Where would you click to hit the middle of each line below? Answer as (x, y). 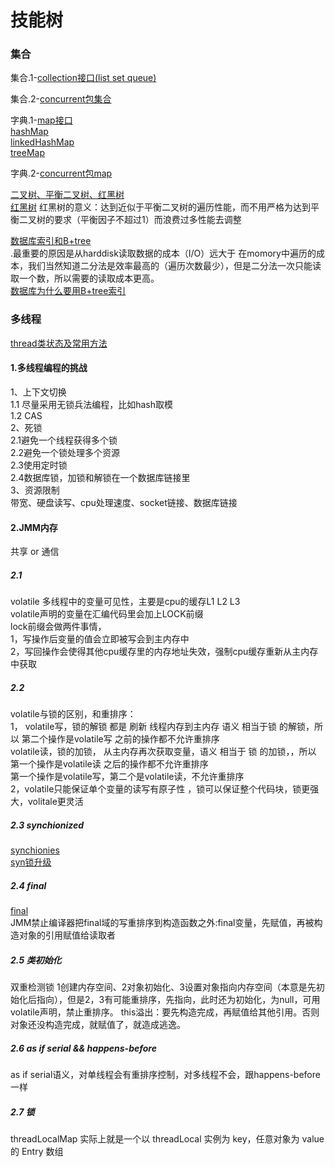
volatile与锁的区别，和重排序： (73, 714)
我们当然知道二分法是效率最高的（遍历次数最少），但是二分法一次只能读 (174, 266)
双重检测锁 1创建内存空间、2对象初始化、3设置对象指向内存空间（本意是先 (163, 987)
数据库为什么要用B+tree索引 (68, 291)
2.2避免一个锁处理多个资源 (65, 452)
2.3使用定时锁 (39, 465)
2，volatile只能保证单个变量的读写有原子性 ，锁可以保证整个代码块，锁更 (160, 789)
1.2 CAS (26, 415)
